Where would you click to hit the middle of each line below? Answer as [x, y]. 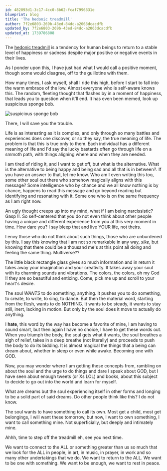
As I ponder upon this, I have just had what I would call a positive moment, [81, 68]
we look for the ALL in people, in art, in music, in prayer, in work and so [78, 452]
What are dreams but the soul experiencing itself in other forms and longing [83, 391]
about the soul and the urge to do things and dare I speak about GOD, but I [82, 371]
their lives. [16, 58]
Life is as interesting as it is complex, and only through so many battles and [82, 133]
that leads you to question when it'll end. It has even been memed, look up [82, 99]
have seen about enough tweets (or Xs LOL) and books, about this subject [82, 376]
